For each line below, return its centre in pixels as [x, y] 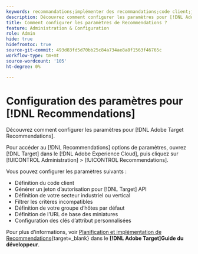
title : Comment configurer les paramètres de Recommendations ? [87, 22]
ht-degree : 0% [24, 66]
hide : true [19, 39]
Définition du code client [44, 183]
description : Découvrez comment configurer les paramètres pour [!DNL [95, 17]
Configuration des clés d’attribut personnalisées [73, 221]
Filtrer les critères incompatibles [54, 202]
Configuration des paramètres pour [95, 101]
